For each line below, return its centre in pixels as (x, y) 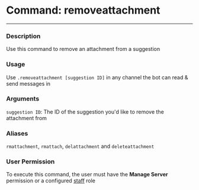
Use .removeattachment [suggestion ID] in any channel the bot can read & (97, 77)
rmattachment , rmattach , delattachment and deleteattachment (80, 146)
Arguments (23, 99)
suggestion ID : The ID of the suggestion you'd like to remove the (85, 112)
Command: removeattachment (83, 10)
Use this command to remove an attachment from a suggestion (83, 49)
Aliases (17, 133)
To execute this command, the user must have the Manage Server (87, 175)
